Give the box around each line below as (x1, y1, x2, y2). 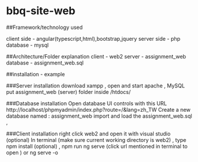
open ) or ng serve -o (6, 149, 59, 156)
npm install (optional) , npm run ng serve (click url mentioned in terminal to (6, 142, 188, 150)
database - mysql (6, 41, 49, 48)
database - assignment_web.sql (6, 59, 84, 66)
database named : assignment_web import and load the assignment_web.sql (6, 112, 192, 119)
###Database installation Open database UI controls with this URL (6, 99, 167, 107)
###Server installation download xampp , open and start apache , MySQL (6, 82, 185, 89)
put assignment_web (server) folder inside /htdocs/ (6, 88, 131, 95)
